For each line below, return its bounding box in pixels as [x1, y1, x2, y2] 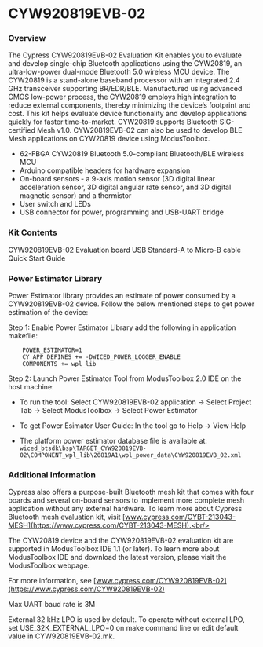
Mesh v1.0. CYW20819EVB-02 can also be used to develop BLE [36, 126, 243, 135]
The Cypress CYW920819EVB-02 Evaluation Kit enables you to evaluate [8, 50, 242, 60]
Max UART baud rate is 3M [8, 600, 96, 609]
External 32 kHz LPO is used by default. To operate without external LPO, [8, 615, 245, 624]
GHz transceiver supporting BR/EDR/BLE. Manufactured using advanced [8, 84, 243, 93]
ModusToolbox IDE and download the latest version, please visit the [8, 553, 227, 562]
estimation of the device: [8, 308, 89, 317]
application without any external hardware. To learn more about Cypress [8, 504, 243, 514]
